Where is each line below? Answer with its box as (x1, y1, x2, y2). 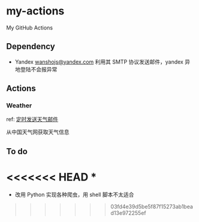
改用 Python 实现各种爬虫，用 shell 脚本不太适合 (14, 191, 134, 198)
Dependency (6, 41, 55, 52)
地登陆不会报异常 (14, 65, 58, 73)
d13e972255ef (110, 209, 147, 217)
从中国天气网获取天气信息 (6, 128, 70, 136)
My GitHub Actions (6, 24, 53, 31)
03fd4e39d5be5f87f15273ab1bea (110, 203, 194, 210)
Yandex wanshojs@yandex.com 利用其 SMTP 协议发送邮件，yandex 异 (14, 58, 191, 65)
